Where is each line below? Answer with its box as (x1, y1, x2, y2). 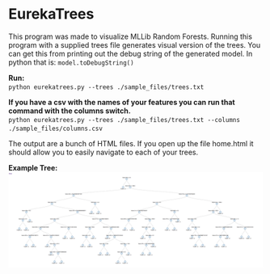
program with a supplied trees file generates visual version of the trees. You (8, 40, 261, 49)
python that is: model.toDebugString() (8, 57, 135, 67)
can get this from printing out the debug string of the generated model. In (8, 48, 253, 58)
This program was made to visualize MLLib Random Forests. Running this (8, 32, 253, 41)
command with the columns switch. (8, 106, 131, 116)
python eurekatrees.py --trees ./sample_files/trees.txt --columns (8, 116, 241, 124)
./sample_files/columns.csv (8, 124, 103, 133)
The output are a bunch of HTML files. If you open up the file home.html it (8, 138, 254, 148)
